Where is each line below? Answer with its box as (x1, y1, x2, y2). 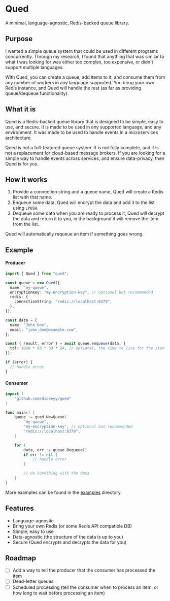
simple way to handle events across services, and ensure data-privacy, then (5, 155, 165, 161)
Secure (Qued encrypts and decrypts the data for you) (12, 539, 127, 545)
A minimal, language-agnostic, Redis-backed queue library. (5, 20, 129, 26)
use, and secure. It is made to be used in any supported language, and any (5, 124, 161, 130)
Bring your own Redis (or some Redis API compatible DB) (12, 523, 132, 529)
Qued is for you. (5, 160, 39, 166)
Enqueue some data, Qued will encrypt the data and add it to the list (12, 199, 155, 206)
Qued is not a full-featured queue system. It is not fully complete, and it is (5, 144, 159, 150)
